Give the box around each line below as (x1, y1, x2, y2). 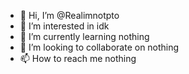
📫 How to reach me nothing (19, 53, 137, 64)
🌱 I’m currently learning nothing (19, 31, 150, 42)
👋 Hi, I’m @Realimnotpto (19, 10, 120, 21)
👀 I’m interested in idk (19, 20, 110, 32)
